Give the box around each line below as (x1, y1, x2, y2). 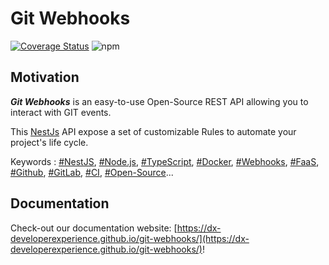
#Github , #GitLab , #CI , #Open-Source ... (10, 166, 174, 178)
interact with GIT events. (10, 106, 112, 118)
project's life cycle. (10, 136, 89, 148)
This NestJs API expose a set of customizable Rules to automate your (10, 125, 297, 137)
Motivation (10, 69, 80, 86)
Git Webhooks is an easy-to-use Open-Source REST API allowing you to (10, 95, 309, 107)
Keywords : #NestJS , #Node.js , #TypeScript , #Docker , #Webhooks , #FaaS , (10, 155, 320, 167)
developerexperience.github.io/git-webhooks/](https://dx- (10, 232, 250, 244)
